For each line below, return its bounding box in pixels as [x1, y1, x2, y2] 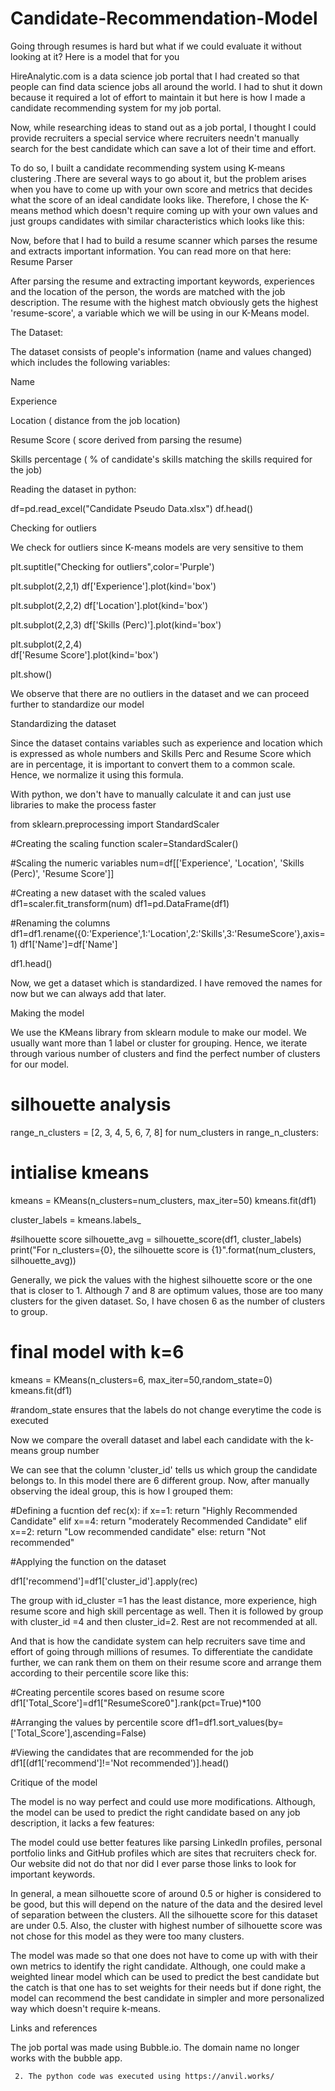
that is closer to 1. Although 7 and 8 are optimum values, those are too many [10, 1284, 324, 1296]
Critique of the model [10, 1776, 98, 1788]
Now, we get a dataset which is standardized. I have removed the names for [10, 977, 323, 989]
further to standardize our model [10, 698, 145, 710]
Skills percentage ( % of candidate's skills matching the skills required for [10, 453, 313, 465]
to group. [10, 1305, 48, 1317]
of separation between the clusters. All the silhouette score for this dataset [10, 1908, 318, 1921]
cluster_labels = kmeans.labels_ [10, 1213, 142, 1226]
